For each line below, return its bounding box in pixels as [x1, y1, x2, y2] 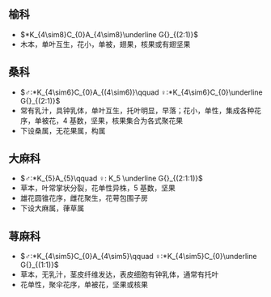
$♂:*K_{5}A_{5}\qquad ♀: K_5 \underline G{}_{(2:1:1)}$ [19, 173, 204, 184]
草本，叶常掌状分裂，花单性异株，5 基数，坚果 [19, 183, 176, 193]
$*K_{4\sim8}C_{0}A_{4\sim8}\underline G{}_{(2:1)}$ [19, 29, 199, 39]
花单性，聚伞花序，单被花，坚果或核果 [19, 280, 148, 290]
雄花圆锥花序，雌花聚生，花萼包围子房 [19, 193, 148, 203]
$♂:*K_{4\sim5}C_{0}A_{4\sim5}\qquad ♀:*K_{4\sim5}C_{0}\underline [19, 252, 257, 261]
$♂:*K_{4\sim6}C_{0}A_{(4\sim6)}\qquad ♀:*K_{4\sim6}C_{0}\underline [19, 87, 263, 97]
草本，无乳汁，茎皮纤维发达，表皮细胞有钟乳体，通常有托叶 [19, 269, 219, 279]
